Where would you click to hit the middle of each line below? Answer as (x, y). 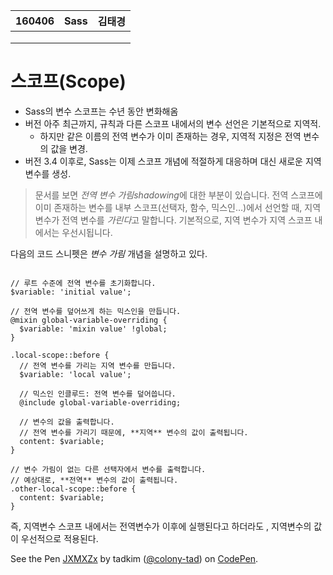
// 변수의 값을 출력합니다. (67, 422)
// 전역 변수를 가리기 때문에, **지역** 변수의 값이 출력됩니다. (134, 432)
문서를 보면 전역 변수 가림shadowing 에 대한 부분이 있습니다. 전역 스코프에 (178, 195)
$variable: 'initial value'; (71, 292)
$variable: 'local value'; (75, 374)
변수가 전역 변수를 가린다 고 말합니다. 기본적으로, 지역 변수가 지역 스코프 (173, 220)
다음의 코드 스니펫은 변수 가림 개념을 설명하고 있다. (109, 253)
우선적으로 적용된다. (59, 538)
